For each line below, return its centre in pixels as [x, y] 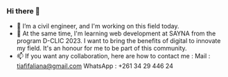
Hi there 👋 [24, 11]
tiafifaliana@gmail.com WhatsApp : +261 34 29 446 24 [95, 66]
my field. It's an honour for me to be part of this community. [102, 49]
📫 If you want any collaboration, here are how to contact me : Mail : [113, 56]
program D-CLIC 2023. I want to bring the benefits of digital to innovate [119, 41]
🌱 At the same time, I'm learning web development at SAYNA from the [116, 33]
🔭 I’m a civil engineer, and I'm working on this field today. [98, 26]
